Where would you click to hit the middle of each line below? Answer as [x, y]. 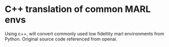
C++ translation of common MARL [78, 9]
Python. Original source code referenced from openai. [61, 39]
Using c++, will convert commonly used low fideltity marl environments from [85, 33]
